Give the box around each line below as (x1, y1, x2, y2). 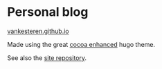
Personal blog (7, 4, 89, 20)
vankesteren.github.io (7, 27, 69, 35)
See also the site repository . (7, 53, 87, 62)
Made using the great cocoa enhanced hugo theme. (7, 40, 156, 48)
